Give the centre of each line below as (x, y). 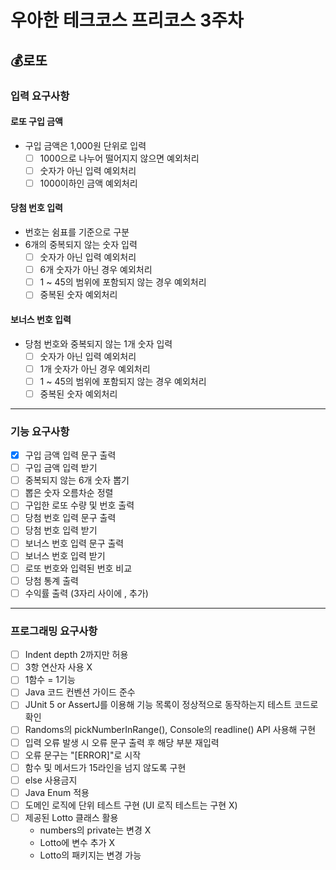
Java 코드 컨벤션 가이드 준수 (80, 692)
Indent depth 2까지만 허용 (76, 655)
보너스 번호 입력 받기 (65, 555)
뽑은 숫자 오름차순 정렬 (69, 493)
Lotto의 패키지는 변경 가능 (90, 855)
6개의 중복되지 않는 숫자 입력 (81, 245)
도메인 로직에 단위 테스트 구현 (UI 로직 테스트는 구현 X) (131, 805)
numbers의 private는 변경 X (95, 830)
